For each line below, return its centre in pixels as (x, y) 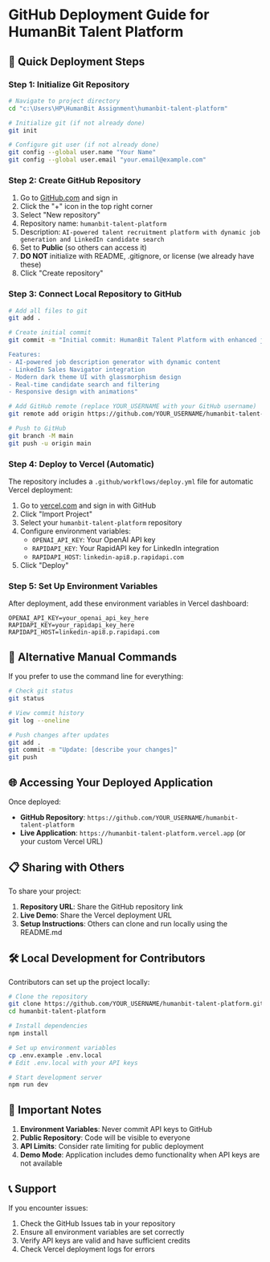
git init (23, 130)
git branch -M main (41, 435)
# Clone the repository (48, 997)
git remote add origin (46, 414)
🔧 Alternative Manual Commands (93, 657)
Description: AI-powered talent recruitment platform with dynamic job (140, 232)
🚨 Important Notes (55, 1110)
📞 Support (33, 1188)
